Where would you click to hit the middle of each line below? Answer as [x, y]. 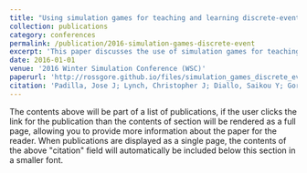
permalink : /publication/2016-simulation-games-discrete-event [132, 43]
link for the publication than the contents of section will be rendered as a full [153, 121]
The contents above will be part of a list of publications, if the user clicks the [153, 111]
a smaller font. [37, 159]
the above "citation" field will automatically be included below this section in [153, 150]
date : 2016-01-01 [42, 60]
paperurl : [28, 77]
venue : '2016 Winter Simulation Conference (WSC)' [108, 69]
